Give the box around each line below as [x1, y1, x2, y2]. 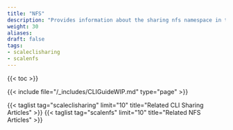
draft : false [7, 36, 45, 43]
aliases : [7, 29, 33, 37]
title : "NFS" [7, 10, 45, 17]
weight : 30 [7, 23, 39, 30]
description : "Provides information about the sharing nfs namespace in [7, 17, 222, 24]
